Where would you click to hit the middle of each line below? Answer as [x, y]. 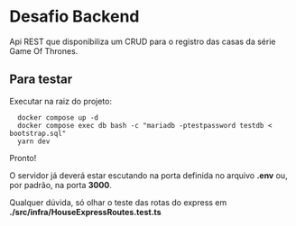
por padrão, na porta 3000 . [61, 185]
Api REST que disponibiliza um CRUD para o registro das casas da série [143, 41]
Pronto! [23, 158]
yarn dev [34, 141]
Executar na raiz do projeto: [61, 101]
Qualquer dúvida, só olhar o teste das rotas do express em [118, 202]
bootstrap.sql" [38, 133]
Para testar [41, 80]
